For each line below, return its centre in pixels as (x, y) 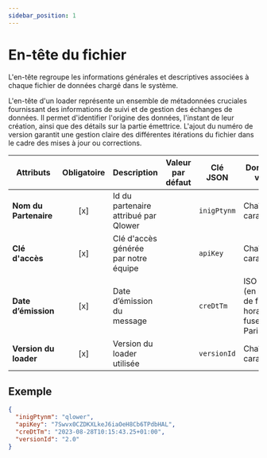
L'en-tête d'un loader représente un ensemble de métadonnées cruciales (128, 101)
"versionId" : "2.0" (48, 439)
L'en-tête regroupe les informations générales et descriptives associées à (129, 77)
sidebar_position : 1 (43, 15)
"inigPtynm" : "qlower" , (54, 418)
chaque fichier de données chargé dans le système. (93, 85)
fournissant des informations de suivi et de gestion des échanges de (120, 109)
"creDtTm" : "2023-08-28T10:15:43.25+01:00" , (90, 432)
